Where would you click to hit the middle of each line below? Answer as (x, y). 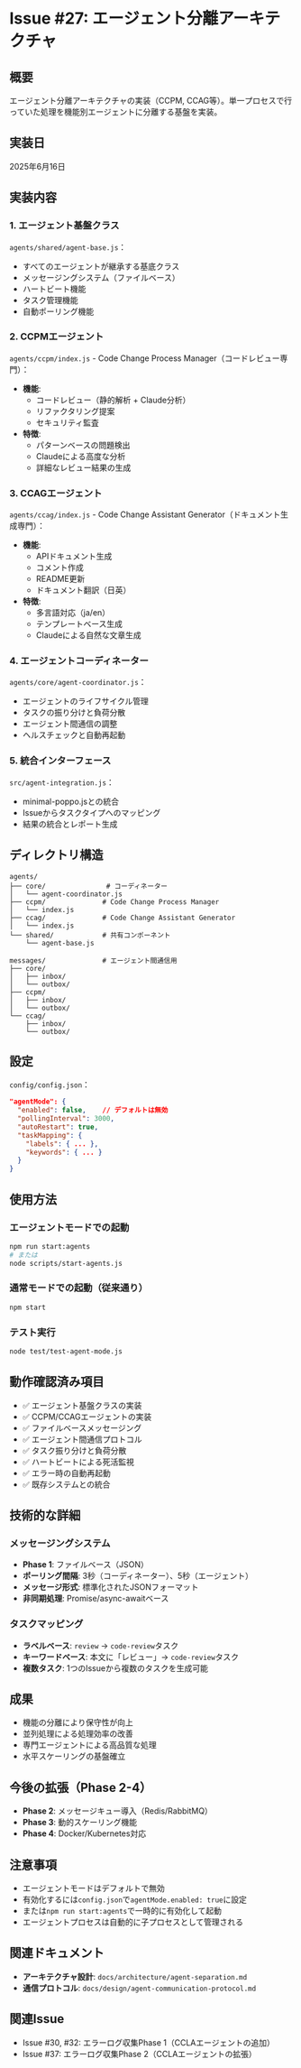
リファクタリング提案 (75, 411)
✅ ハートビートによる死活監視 (78, 1462)
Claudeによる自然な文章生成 (88, 635)
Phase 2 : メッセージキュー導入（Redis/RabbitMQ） (118, 1811)
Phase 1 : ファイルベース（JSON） (85, 1565)
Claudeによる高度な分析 (81, 456)
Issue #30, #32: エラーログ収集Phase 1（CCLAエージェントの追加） (148, 2042)
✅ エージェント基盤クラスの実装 (82, 1405)
